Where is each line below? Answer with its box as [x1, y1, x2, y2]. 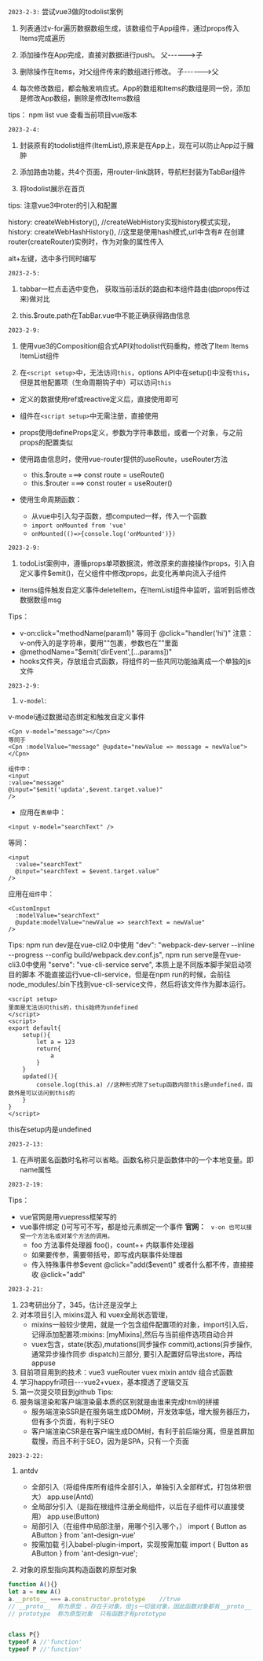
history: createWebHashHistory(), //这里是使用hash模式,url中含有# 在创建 [8, 227, 245, 236]
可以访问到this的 [25, 1089, 75, 1097]
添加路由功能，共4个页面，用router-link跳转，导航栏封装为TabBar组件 [19, 168, 246, 176]
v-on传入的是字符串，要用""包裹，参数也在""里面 [19, 638, 179, 648]
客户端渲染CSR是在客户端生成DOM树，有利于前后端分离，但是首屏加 [31, 1427, 255, 1436]
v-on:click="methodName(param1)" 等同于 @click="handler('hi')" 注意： [19, 629, 254, 637]
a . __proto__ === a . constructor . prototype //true [8, 1595, 181, 1603]
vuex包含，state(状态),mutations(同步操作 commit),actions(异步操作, [31, 1340, 253, 1349]
